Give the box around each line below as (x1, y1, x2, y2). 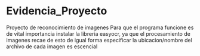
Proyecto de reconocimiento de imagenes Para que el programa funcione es (6, 24, 194, 31)
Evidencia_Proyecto (6, 4, 107, 18)
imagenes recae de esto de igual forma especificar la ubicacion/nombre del (6, 36, 192, 43)
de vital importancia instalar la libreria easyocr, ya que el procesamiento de (6, 30, 191, 37)
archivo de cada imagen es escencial (6, 43, 98, 50)
